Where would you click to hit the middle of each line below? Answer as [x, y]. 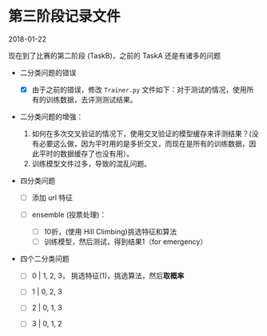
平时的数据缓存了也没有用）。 [86, 154]
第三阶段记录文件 [65, 16]
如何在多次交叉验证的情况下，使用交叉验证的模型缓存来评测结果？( [141, 134]
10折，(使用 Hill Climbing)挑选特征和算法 [110, 232]
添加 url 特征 [52, 198]
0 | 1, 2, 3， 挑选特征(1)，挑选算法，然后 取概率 [108, 276]
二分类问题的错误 [48, 72]
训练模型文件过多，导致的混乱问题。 [92, 164]
